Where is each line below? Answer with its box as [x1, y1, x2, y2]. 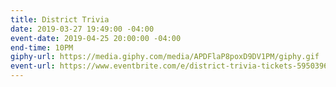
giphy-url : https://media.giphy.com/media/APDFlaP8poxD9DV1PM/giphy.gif [10, 52, 320, 62]
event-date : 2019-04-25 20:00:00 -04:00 [10, 33, 182, 43]
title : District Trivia [10, 14, 110, 25]
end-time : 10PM [10, 42, 74, 53]
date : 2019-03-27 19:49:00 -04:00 [10, 24, 155, 34]
